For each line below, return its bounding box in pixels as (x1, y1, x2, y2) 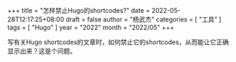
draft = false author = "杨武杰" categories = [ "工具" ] (65, 15, 222, 24)
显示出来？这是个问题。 (7, 47, 76, 55)
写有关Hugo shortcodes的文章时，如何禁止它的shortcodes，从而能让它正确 (7, 38, 230, 46)
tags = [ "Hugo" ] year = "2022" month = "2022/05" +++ (7, 24, 175, 31)
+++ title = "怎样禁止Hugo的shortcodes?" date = (7, 6, 150, 14)
